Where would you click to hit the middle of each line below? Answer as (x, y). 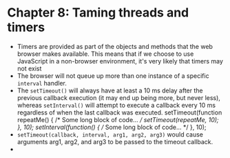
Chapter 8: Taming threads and (98, 13)
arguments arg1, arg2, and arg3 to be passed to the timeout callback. (115, 141)
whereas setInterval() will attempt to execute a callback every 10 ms (116, 105)
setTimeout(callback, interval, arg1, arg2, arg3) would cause (110, 134)
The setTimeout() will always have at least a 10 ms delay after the (110, 90)
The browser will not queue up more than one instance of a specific (113, 76)
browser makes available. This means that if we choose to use (105, 54)
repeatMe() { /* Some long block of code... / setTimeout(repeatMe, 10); (118, 119)
